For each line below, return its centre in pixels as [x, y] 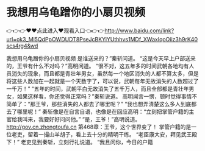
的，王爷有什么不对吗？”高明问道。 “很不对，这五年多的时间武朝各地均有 [98, 66]
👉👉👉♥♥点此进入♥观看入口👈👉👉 [56, 30]
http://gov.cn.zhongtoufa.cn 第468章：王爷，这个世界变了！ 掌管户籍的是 [99, 127]
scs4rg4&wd [22, 46]
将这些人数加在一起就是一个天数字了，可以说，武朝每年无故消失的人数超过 [100, 81]
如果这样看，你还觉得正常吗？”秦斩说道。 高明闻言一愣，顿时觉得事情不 [107, 96]
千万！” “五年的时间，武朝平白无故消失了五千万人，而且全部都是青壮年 [100, 88]
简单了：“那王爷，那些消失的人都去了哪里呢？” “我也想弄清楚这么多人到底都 [102, 104]
